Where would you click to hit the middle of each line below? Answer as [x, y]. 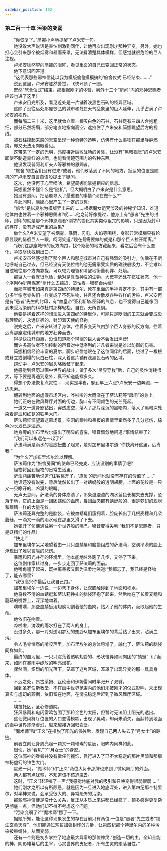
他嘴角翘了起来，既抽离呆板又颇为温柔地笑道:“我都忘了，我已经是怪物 [85, 569]
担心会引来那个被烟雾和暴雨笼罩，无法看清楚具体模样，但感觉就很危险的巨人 [83, 52]
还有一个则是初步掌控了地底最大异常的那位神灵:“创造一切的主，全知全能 [87, 837]
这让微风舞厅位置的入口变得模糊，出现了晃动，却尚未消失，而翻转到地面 [88, 718]
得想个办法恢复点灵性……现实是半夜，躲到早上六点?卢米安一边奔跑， [84, 382]
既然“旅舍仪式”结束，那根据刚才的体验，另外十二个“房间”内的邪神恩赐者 [87, 90]
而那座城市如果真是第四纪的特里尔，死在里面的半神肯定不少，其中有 [83, 289]
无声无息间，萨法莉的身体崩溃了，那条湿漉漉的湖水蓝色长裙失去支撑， [85, 494]
